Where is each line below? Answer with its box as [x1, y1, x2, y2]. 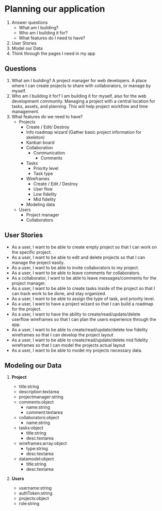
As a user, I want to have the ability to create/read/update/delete [11, 311, 141, 317]
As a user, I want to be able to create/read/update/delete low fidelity [11, 327, 148, 333]
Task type [33, 170, 53, 176]
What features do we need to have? [11, 113, 83, 120]
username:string [18, 485, 52, 491]
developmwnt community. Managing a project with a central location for [11, 98, 156, 104]
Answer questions [11, 19, 48, 25]
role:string [18, 501, 40, 507]
